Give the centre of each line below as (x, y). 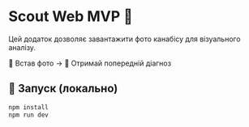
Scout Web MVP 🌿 (71, 17)
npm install (28, 107)
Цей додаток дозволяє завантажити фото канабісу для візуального (124, 39)
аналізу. (22, 47)
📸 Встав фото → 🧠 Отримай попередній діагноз (90, 63)
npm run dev (28, 115)
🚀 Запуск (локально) (63, 89)
